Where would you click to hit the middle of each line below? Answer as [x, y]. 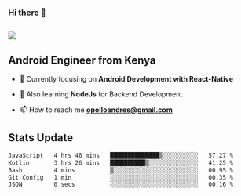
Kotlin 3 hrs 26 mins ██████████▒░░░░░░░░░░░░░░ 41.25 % [121, 163]
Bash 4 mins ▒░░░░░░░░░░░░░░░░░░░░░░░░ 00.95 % [121, 170]
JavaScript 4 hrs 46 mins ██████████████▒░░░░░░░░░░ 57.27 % [121, 155]
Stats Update [41, 138]
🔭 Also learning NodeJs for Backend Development [101, 94]
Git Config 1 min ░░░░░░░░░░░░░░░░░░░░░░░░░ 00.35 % [121, 177]
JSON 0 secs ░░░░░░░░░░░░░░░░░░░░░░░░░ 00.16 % [121, 185]
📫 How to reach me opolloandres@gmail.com [96, 110]
